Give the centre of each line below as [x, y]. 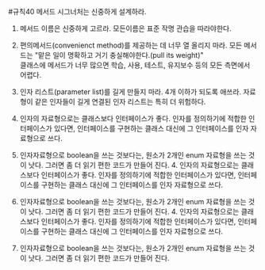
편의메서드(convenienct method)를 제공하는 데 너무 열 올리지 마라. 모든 [131, 45]
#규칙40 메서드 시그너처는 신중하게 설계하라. [77, 11]
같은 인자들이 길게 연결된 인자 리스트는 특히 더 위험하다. [120, 102]
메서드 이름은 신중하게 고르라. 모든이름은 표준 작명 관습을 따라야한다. [125, 29]
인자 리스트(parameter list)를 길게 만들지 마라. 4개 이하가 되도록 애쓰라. [131, 92]
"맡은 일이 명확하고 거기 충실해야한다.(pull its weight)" [119, 55]
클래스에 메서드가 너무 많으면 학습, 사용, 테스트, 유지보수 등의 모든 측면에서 [135, 65]
